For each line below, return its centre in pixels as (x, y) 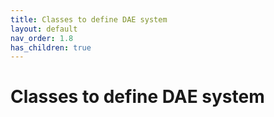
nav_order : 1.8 (42, 38)
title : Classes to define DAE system (89, 19)
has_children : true (51, 47)
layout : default (44, 29)
